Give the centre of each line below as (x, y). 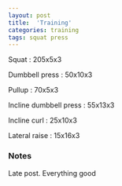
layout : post (30, 15)
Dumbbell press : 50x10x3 (50, 75)
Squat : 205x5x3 (35, 60)
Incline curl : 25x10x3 (43, 120)
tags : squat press (38, 37)
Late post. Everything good (52, 173)
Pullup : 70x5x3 (33, 90)
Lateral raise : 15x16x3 (44, 136)
